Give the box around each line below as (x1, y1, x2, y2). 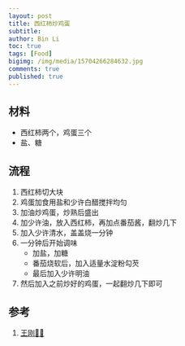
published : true (8, 72, 63, 81)
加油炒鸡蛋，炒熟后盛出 (19, 208, 99, 217)
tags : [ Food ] (8, 50, 53, 58)
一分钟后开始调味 (19, 238, 78, 248)
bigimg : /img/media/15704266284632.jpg (8, 58, 144, 66)
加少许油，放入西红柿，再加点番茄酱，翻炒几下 (19, 217, 177, 228)
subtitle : (8, 27, 42, 35)
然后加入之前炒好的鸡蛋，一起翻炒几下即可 (19, 278, 163, 289)
